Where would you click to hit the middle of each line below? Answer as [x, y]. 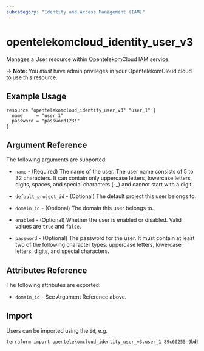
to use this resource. [32, 77]
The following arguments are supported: [57, 160]
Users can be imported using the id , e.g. [57, 330]
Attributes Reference [47, 270]
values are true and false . [48, 227]
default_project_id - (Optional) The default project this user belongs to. [105, 196]
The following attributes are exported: [53, 285]
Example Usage [36, 96]
